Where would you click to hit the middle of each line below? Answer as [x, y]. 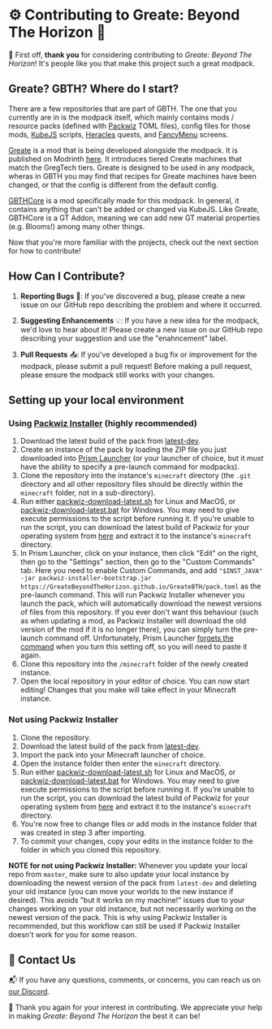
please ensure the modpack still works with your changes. [117, 375]
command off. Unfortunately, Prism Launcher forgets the [139, 638]
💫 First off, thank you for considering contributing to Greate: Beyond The [130, 54]
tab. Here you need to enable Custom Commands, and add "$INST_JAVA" [141, 571]
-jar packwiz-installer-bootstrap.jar [86, 579]
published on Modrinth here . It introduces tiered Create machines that [125, 158]
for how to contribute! [45, 250]
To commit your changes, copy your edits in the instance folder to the [136, 841]
